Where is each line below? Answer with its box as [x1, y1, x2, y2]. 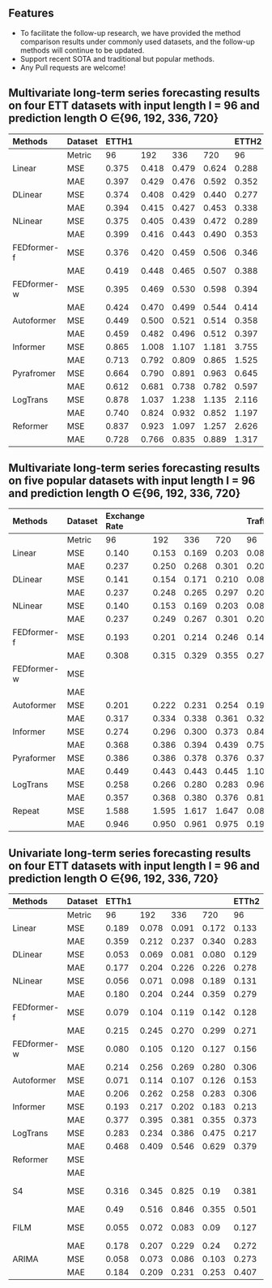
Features [8, 6, 54, 20]
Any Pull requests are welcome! [19, 63, 126, 72]
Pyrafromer [12, 367, 56, 378]
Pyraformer [12, 753, 56, 764]
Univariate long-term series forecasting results [8, 846, 251, 860]
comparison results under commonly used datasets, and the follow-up [19, 37, 255, 46]
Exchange [105, 511, 146, 522]
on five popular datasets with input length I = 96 [8, 474, 256, 488]
